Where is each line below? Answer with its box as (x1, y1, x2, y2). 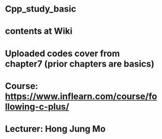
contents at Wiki (5, 26, 73, 37)
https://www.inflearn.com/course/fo (5, 91, 157, 102)
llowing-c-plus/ (5, 101, 70, 112)
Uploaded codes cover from (5, 48, 120, 59)
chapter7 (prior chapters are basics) (5, 58, 155, 69)
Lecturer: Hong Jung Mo (5, 123, 106, 134)
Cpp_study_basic (5, 3, 76, 15)
